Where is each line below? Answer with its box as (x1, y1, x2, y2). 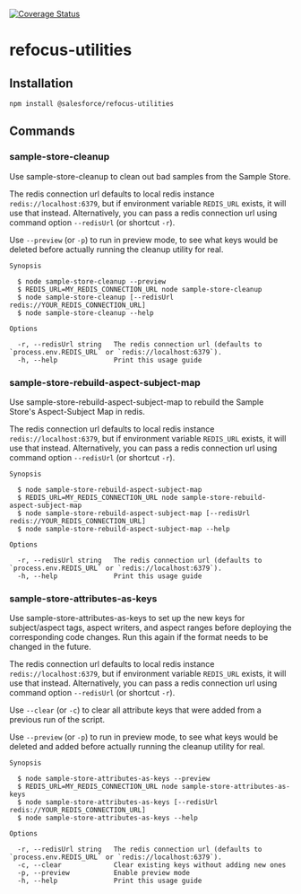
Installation (9, 75, 73, 91)
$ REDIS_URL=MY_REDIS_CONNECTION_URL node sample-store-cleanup (17, 285, 262, 294)
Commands (9, 124, 76, 139)
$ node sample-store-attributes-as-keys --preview (17, 775, 211, 784)
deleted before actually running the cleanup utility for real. (9, 243, 224, 255)
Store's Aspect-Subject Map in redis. (9, 406, 145, 416)
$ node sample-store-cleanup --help (17, 308, 154, 318)
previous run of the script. (9, 714, 106, 725)
